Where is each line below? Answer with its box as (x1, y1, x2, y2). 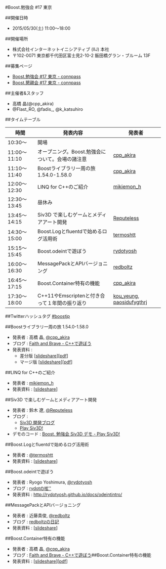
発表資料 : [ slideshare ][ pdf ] (12, 558, 68, 564)
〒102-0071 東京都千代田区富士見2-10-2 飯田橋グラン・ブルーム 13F (12, 52, 151, 58)
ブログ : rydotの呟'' (12, 485, 51, 491)
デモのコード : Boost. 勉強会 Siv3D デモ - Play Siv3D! (12, 431, 120, 437)
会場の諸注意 (56, 156, 87, 162)
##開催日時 (5, 15, 28, 21)
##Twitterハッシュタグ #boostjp (5, 313, 70, 319)
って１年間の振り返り (37, 300, 87, 306)
